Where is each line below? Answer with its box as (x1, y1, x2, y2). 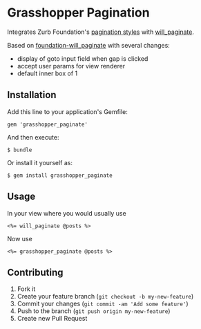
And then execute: (7, 133, 59, 141)
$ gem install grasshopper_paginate (7, 171, 113, 179)
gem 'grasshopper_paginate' (7, 121, 88, 128)
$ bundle (7, 147, 32, 153)
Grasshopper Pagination (7, 5, 150, 21)
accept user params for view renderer (17, 62, 126, 70)
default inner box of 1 (17, 69, 78, 77)
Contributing (7, 266, 64, 278)
